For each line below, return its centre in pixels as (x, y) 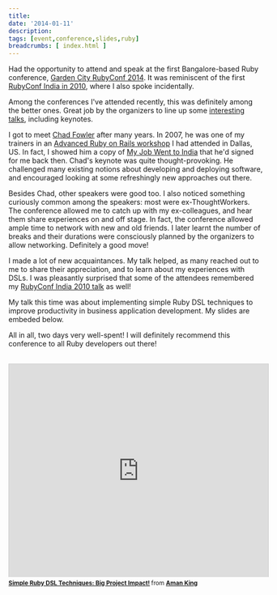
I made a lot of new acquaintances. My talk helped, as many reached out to (134, 261)
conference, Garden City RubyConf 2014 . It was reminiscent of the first (127, 78)
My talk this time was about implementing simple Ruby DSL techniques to (131, 302)
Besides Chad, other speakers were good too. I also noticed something (127, 193)
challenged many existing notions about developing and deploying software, (136, 169)
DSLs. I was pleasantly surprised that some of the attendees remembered (131, 278)
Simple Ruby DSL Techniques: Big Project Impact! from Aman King (103, 584)
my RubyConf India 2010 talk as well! (70, 287)
